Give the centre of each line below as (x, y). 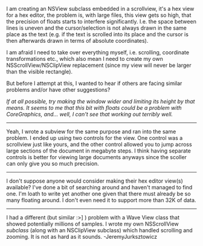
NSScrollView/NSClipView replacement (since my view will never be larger (99, 65)
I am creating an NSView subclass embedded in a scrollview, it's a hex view (100, 9)
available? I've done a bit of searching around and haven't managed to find (99, 187)
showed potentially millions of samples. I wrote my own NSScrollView (93, 224)
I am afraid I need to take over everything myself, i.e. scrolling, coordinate (98, 52)
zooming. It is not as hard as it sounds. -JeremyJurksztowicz (82, 237)
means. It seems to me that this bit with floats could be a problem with (94, 108)
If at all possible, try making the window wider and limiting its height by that (101, 101)
